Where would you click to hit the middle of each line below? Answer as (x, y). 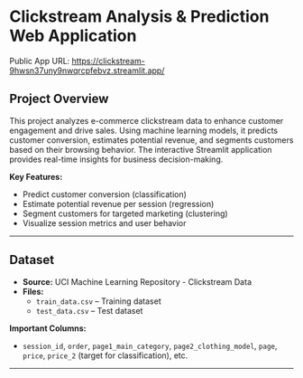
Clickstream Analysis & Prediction (139, 17)
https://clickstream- (109, 61)
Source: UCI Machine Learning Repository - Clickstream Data (137, 281)
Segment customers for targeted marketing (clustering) (125, 213)
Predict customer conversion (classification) (105, 194)
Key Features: (36, 176)
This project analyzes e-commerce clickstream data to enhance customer (147, 120)
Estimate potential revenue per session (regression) (118, 203)
